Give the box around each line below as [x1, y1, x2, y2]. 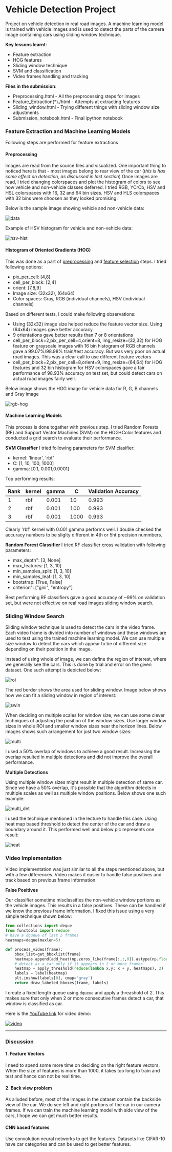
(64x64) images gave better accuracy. [12, 326, 94, 332]
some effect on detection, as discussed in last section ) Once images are [5, 174, 158, 180]
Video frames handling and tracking [12, 73, 89, 79]
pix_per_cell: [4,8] [12, 274, 51, 280]
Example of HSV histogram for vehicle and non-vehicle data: [5, 225, 133, 232]
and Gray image [5, 391, 39, 397]
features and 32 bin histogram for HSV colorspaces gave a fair [12, 364, 145, 371]
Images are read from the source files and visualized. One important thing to [5, 163, 166, 169]
